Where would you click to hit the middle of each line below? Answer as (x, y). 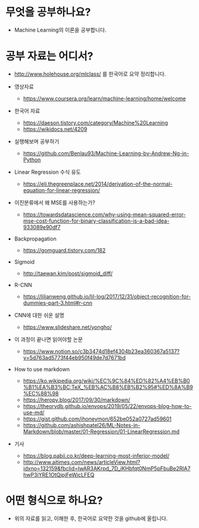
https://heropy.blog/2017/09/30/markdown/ (77, 400)
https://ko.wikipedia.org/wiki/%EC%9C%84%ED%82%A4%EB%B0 (106, 381)
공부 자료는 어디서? (49, 56)
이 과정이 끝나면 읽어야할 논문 (48, 339)
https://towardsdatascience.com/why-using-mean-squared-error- (104, 214)
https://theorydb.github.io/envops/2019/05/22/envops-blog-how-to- (107, 406)
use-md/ (34, 412)
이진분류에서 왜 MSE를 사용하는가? (55, 202)
